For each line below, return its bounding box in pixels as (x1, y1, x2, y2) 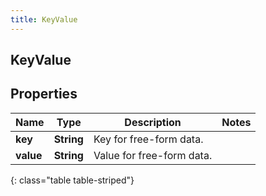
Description (124, 115, 182, 129)
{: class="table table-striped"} (10, 174, 135, 186)
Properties (10, 86, 78, 103)
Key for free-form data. (93, 132, 204, 146)
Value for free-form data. (93, 148, 213, 162)
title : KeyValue (10, 14, 78, 25)
